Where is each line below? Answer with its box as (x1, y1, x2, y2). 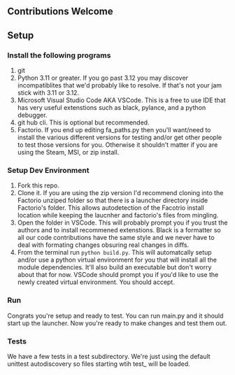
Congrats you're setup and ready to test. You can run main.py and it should (7, 311, 224, 320)
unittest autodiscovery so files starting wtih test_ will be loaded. (7, 360, 190, 368)
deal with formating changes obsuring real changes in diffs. (17, 241, 190, 249)
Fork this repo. (17, 181, 59, 190)
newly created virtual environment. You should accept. (17, 278, 175, 286)
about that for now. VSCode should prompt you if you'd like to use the (17, 271, 219, 279)
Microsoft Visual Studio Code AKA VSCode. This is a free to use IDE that (17, 96, 226, 104)
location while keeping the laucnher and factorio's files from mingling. (17, 211, 219, 220)
